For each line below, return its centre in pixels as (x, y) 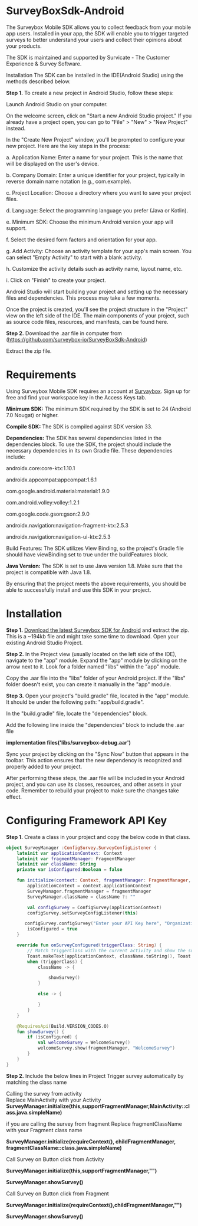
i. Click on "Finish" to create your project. (56, 280)
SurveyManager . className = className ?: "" (81, 897)
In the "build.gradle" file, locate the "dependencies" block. (77, 713)
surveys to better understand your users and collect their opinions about (94, 40)
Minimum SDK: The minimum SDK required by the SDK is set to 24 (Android (99, 409)
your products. (24, 46)
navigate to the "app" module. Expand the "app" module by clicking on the (97, 660)
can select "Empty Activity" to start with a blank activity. (74, 257)
